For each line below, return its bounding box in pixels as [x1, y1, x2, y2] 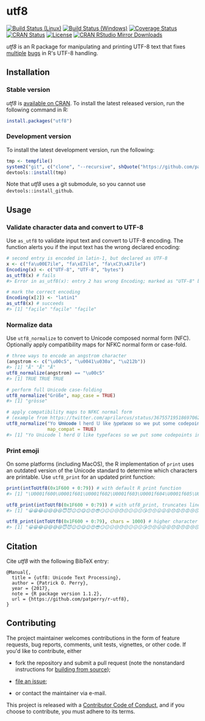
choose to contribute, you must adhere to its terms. [6, 708, 135, 715]
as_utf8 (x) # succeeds [6, 301, 64, 307]
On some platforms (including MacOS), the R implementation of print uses [6, 460, 194, 468]
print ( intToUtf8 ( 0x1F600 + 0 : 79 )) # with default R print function [6, 485, 182, 491]
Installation [6, 67, 50, 78]
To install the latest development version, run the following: [6, 146, 155, 154]
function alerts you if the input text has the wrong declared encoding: [6, 244, 181, 251]
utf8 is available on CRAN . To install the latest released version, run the [6, 99, 185, 106]
